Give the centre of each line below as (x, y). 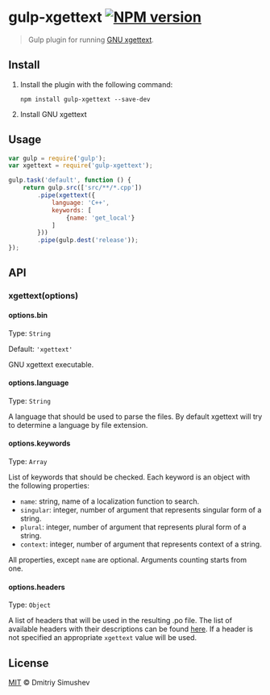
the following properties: (49, 485)
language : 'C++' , (81, 203)
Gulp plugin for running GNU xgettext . (91, 40)
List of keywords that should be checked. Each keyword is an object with (129, 477)
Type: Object (29, 605)
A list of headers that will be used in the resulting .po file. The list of (120, 621)
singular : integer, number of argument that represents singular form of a (141, 509)
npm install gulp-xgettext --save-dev (85, 99)
